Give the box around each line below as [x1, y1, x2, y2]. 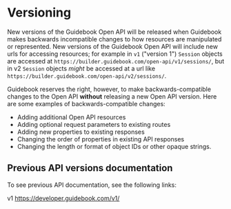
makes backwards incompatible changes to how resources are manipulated [7, 34, 222, 43]
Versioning [7, 5, 71, 21]
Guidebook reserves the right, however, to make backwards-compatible [7, 85, 212, 93]
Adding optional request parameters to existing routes [17, 120, 171, 128]
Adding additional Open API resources [17, 112, 126, 121]
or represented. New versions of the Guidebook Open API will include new [7, 42, 219, 50]
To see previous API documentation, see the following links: [7, 181, 177, 189]
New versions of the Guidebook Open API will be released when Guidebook [7, 28, 222, 36]
